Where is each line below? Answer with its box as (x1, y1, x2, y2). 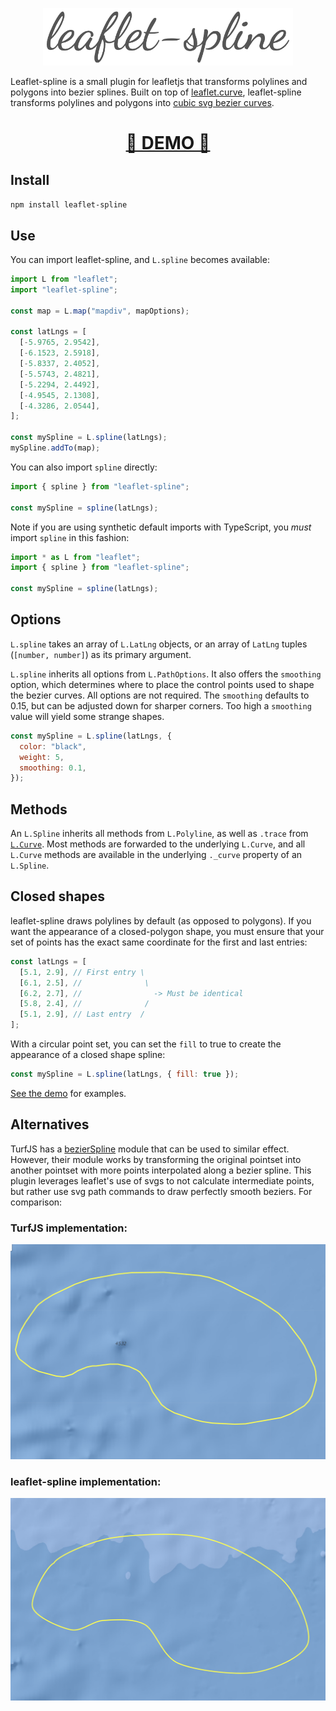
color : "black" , (19, 741, 87, 752)
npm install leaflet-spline (10, 200, 128, 210)
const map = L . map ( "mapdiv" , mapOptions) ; (10, 306, 190, 316)
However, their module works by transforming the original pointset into (10, 1153, 302, 1165)
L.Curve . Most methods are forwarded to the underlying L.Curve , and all (10, 838, 306, 850)
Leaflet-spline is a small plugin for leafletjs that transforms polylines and (10, 76, 308, 88)
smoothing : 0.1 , (19, 763, 87, 773)
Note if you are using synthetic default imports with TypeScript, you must (10, 521, 312, 533)
